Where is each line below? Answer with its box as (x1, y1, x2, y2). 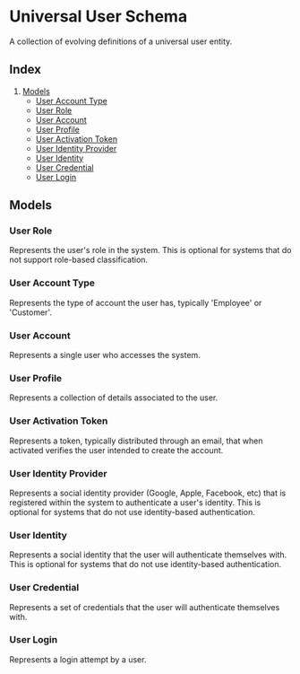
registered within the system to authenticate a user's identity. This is (9, 496, 261, 508)
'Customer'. (9, 307, 52, 318)
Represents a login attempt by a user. (9, 653, 147, 665)
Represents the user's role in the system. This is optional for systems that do (9, 245, 292, 256)
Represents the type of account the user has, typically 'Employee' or (9, 297, 262, 308)
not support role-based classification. (9, 254, 149, 266)
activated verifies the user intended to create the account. (9, 444, 224, 455)
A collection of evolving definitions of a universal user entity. (9, 36, 233, 47)
